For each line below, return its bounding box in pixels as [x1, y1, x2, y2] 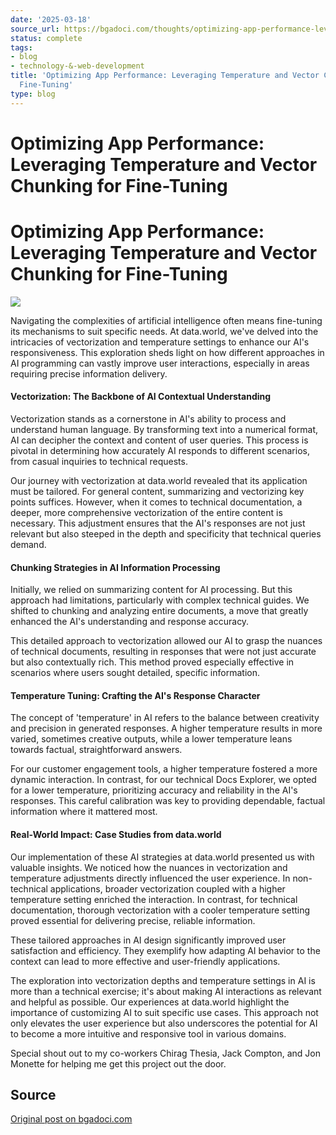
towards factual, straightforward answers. [10, 744, 183, 756]
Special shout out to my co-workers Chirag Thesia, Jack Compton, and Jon [10, 1047, 321, 1059]
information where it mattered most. [10, 806, 158, 818]
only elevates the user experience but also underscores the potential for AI [10, 1017, 318, 1029]
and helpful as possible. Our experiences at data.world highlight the [10, 996, 290, 1008]
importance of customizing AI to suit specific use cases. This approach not [10, 1006, 319, 1018]
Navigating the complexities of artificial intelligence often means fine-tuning [10, 314, 323, 326]
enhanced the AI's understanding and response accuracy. [10, 616, 250, 628]
